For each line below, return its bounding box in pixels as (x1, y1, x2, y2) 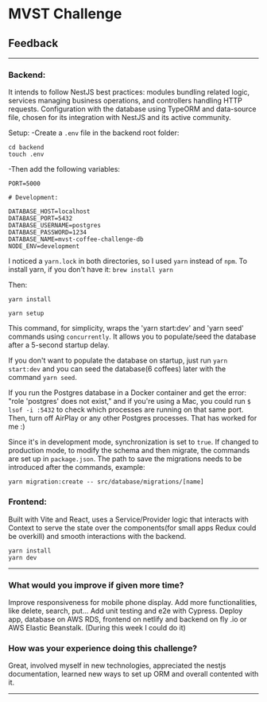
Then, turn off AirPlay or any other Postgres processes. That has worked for (8, 413, 257, 423)
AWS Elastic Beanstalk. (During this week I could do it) (8, 622, 187, 632)
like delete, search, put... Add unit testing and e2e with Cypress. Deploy (8, 606, 243, 615)
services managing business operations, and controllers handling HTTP (8, 96, 242, 106)
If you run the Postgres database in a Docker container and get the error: (8, 388, 247, 398)
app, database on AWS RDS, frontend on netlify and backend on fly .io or (8, 614, 247, 624)
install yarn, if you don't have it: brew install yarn (8, 265, 173, 274)
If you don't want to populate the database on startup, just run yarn (8, 355, 228, 366)
